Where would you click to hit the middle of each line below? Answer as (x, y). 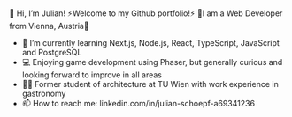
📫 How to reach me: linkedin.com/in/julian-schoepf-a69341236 (138, 103)
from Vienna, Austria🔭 (50, 26)
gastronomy (44, 93)
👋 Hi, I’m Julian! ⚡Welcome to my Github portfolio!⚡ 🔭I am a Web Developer (146, 13)
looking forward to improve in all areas (92, 75)
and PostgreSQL (52, 52)
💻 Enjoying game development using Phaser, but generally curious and (152, 62)
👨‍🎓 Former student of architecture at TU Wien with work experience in (150, 84)
